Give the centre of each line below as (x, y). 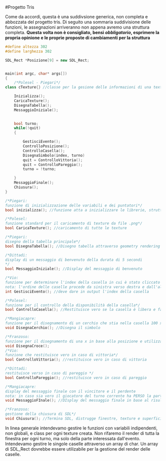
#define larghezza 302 (28, 51)
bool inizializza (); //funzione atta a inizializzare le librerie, (76, 210)
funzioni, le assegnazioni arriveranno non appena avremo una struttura (77, 27)
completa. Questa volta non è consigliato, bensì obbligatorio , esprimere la (82, 32)
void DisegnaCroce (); (27, 346)
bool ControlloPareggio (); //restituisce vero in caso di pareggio (76, 377)
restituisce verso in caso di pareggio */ (49, 373)
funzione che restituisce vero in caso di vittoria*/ (62, 355)
